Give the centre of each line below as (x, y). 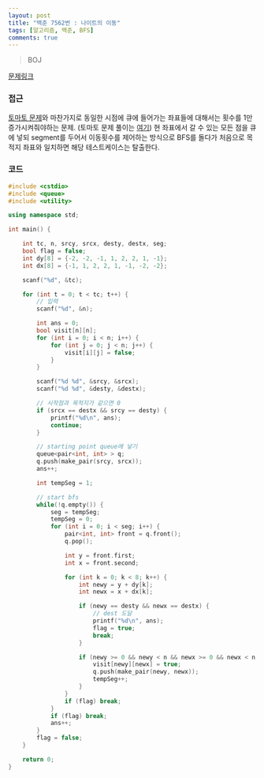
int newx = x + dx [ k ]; (116, 592)
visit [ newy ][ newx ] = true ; (137, 664)
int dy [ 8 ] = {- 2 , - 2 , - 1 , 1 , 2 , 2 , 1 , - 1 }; (95, 258)
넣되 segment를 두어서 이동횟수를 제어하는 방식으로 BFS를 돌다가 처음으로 (130, 137)
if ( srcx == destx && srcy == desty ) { (102, 410)
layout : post (30, 15)
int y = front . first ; (100, 555)
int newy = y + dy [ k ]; (116, 584)
